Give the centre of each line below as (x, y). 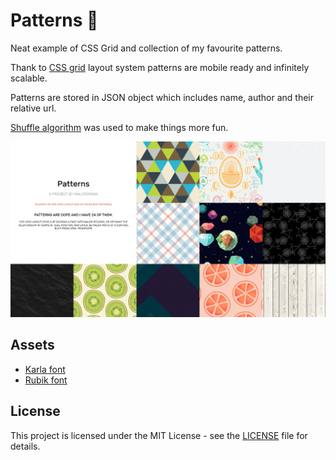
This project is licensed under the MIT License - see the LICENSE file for (159, 435)
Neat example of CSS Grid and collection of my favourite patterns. (146, 48)
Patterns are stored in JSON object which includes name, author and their (162, 97)
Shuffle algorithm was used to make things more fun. (119, 127)
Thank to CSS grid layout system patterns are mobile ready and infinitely (160, 67)
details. (25, 446)
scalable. (29, 78)
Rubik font (46, 380)
